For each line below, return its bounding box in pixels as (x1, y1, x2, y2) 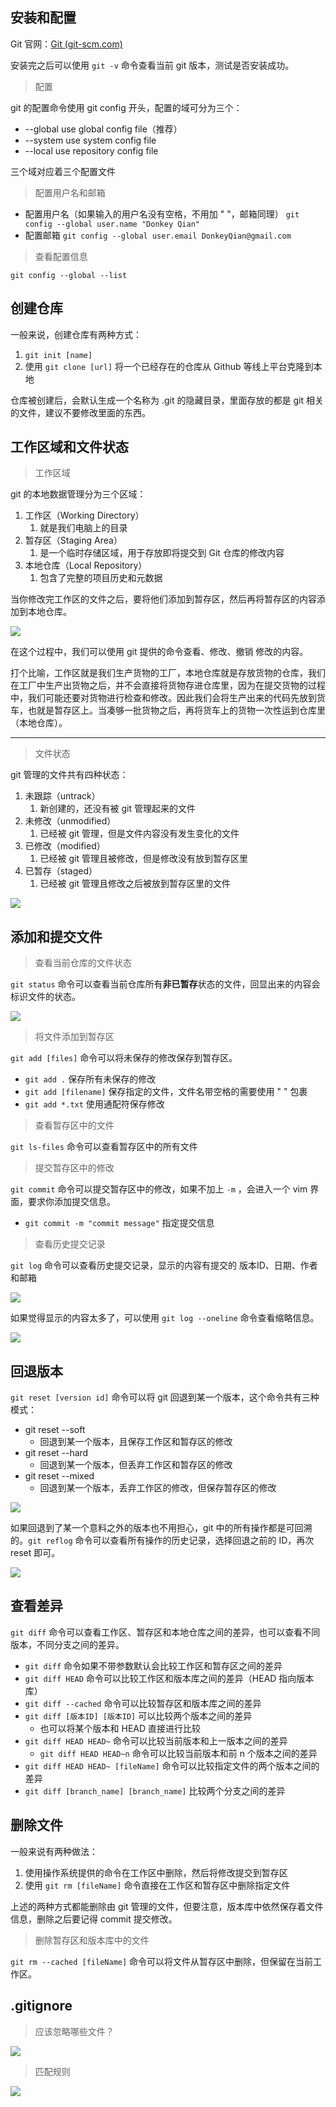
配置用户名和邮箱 (34, 186, 106, 198)
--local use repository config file (24, 144, 159, 157)
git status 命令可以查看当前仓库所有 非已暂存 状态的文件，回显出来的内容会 (10, 978, 321, 990)
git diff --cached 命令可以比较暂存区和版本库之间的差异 (24, 1697, 262, 1709)
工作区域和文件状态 (10, 439, 129, 456)
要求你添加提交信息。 (27, 1196, 116, 1208)
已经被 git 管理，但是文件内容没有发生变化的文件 (39, 828, 240, 840)
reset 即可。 (10, 1547, 61, 1559)
